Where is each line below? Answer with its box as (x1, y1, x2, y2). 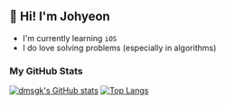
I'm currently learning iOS (22, 32, 117, 43)
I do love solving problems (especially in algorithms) (22, 42, 217, 53)
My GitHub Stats (9, 65, 83, 77)
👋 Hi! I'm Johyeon (9, 9, 110, 24)
